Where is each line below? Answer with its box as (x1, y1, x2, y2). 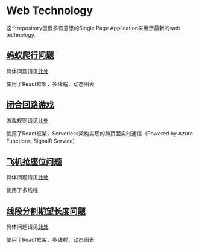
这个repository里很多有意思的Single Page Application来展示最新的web (6, 24, 181, 31)
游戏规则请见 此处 (6, 117, 49, 124)
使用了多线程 (6, 187, 38, 194)
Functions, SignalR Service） (6, 137, 78, 144)
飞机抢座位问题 (6, 157, 62, 167)
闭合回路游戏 (6, 100, 54, 110)
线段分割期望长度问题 (6, 206, 86, 216)
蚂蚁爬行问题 (6, 50, 54, 60)
